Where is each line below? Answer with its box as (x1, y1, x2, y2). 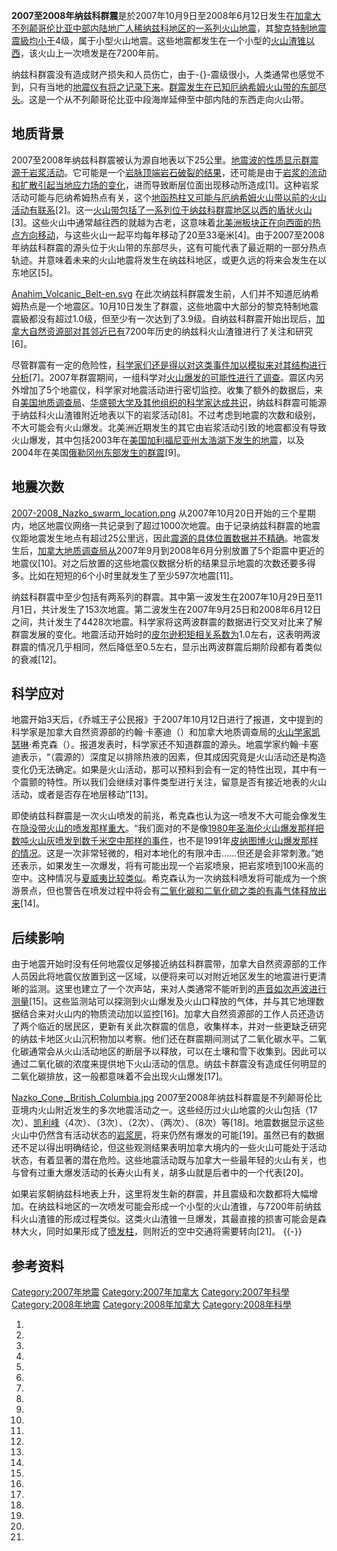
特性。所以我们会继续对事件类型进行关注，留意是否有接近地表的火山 (45, 776, 327, 788)
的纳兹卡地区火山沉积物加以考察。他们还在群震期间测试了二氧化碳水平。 (11, 1033, 309, 1045)
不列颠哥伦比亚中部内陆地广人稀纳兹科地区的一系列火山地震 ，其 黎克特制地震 (11, 22, 327, 34)
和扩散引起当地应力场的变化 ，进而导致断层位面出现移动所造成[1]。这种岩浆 (11, 179, 319, 191)
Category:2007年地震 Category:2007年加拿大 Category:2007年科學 (11, 1286, 290, 1298)
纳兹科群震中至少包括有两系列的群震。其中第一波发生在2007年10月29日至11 (11, 590, 323, 603)
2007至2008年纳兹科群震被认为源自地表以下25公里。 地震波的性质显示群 (11, 154, 311, 166)
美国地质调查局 (20, 396, 82, 408)
